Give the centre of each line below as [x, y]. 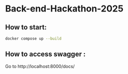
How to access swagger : [45, 54]
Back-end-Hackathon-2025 [65, 9]
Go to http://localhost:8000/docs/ [40, 66]
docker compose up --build [33, 38]
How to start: [26, 27]
